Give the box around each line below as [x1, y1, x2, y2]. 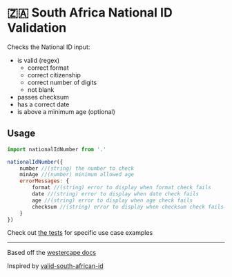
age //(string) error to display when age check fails [32, 197, 193, 204]
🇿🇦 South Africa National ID [7, 5, 173, 21]
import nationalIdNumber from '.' [7, 146, 107, 153]
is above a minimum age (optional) [17, 107, 116, 115]
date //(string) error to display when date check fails [32, 191, 199, 198]
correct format [27, 64, 69, 72]
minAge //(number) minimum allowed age [19, 171, 135, 178]
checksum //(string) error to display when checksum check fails [32, 203, 224, 210]
